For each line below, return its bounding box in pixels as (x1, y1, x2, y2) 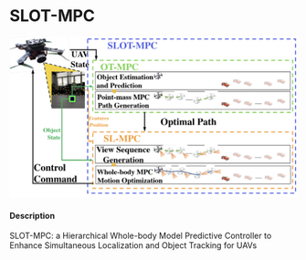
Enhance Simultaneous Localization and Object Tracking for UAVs (9, 240, 258, 251)
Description (9, 210, 56, 221)
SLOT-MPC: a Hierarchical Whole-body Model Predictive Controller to (9, 230, 272, 242)
